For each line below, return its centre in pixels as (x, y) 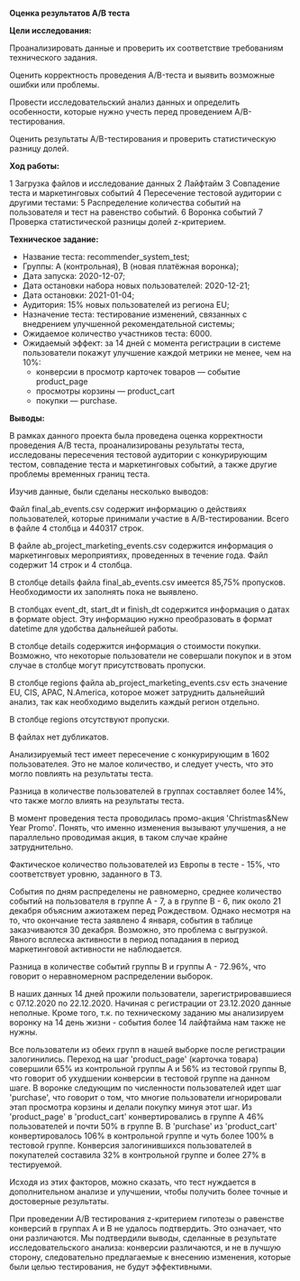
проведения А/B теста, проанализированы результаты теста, (127, 445)
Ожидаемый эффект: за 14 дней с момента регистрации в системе (151, 343)
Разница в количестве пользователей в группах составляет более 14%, (148, 791)
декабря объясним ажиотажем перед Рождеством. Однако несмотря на (150, 910)
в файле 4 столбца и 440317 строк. (77, 528)
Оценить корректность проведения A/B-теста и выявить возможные (142, 75)
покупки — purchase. (77, 400)
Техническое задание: (54, 239)
